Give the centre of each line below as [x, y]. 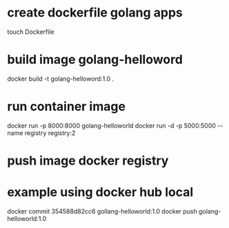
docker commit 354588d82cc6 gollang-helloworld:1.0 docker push [102, 211]
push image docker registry [88, 160]
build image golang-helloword [95, 60]
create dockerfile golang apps [95, 13]
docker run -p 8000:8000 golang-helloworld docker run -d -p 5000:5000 [111, 125]
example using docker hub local [100, 193]
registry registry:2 [50, 133]
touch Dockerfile [31, 32]
